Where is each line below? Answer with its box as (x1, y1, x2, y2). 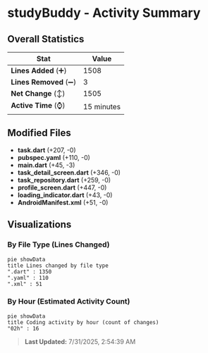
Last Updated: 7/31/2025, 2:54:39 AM (24, 337, 136, 346)
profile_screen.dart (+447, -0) (17, 183, 107, 192)
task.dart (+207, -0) (17, 146, 76, 154)
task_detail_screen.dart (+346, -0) (17, 168, 121, 177)
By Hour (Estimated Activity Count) (7, 297, 130, 306)
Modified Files (7, 127, 72, 139)
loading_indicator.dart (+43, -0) (17, 190, 113, 199)
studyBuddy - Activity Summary (7, 5, 201, 21)
